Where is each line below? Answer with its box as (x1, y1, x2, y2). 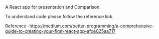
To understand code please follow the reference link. (5, 14, 114, 19)
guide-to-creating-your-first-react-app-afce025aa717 (5, 28, 116, 34)
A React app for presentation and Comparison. (5, 4, 101, 10)
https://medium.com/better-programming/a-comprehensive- (29, 23, 155, 29)
